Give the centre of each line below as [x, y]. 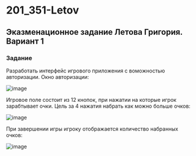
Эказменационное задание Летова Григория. [94, 32]
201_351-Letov [43, 10]
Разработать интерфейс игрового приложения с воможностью [86, 71]
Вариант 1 [25, 41]
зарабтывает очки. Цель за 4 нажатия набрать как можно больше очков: [98, 106]
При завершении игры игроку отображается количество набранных [92, 129]
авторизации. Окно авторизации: [48, 77]
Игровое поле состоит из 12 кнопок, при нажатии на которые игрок [91, 99]
